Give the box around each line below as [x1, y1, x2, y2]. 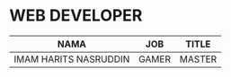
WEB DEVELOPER [9, 5, 143, 26]
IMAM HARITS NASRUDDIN [13, 53, 130, 65]
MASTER [179, 53, 218, 65]
